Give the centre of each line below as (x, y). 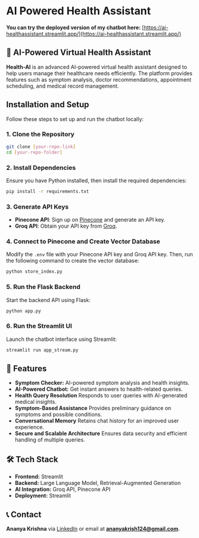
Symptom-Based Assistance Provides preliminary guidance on (93, 408)
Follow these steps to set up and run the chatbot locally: (75, 119)
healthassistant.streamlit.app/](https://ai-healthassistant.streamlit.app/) (94, 33)
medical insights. (35, 402)
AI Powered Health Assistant (78, 11)
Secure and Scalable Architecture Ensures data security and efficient (101, 434)
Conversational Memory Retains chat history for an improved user (97, 421)
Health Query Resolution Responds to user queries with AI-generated (101, 396)
